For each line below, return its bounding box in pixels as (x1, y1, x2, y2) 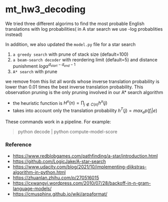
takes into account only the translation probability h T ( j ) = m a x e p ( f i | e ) (12, 106, 157, 115)
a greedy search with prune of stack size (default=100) (12, 51, 129, 57)
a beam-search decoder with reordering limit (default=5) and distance (12, 56, 158, 62)
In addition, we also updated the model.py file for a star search (5, 41, 136, 47)
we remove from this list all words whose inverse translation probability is (5, 78, 160, 84)
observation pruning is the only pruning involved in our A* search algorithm (5, 89, 163, 95)
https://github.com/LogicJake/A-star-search (12, 158, 106, 164)
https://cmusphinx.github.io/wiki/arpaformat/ (12, 191, 108, 197)
